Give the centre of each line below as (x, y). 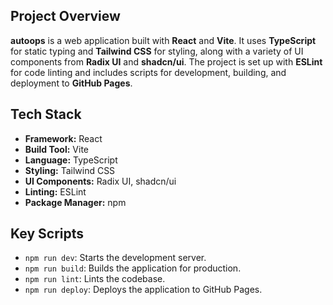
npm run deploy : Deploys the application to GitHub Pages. (143, 290)
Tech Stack (46, 114)
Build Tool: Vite (56, 149)
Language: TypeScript (71, 160)
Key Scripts (47, 234)
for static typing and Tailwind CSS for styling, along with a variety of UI (157, 51)
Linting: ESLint (55, 191)
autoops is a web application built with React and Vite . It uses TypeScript (163, 40)
